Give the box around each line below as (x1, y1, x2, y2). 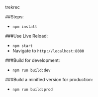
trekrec (5, 4, 20, 10)
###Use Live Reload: (5, 33, 48, 39)
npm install (12, 24, 37, 29)
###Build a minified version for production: (5, 77, 93, 82)
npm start (12, 44, 33, 48)
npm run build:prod (12, 87, 53, 92)
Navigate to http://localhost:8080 (12, 48, 85, 53)
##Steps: (5, 14, 24, 19)
